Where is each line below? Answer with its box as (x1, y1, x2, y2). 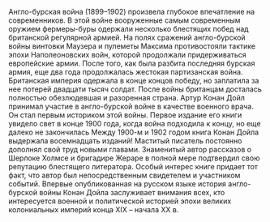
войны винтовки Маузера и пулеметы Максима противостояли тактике (8, 41, 256, 51)
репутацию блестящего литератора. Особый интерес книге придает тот (8, 162, 258, 171)
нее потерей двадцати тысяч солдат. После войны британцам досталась (8, 84, 262, 94)
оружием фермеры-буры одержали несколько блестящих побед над (8, 24, 249, 33)
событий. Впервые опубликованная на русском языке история (8, 179, 227, 189)
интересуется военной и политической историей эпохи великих (8, 196, 232, 206)
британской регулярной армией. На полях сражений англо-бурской (8, 32, 246, 42)
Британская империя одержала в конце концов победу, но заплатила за (8, 76, 259, 85)
